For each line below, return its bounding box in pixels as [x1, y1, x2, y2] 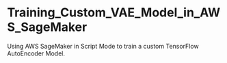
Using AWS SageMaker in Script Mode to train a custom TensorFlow [7, 42, 200, 50]
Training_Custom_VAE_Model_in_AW [7, 5, 221, 21]
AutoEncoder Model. [7, 49, 65, 58]
